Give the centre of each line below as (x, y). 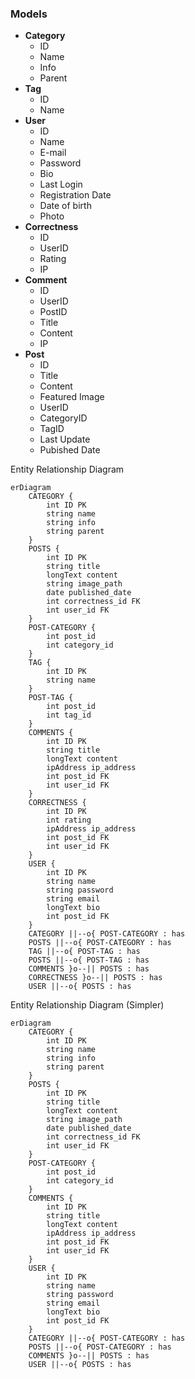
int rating (69, 820)
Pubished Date (70, 450)
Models (29, 14)
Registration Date (75, 195)
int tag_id (69, 715)
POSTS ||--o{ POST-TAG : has (89, 960)
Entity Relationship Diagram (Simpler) (87, 1005)
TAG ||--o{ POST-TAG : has (84, 952)
